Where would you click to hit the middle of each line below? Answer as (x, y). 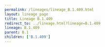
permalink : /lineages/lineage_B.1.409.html (49, 10)
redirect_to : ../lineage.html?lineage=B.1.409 (52, 23)
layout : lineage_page (26, 14)
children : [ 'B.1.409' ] (27, 37)
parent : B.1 (17, 32)
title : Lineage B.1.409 (29, 19)
